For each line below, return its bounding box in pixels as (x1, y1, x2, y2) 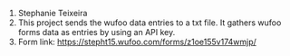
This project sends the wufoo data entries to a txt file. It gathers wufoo (17, 17, 282, 28)
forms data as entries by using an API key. (17, 27, 176, 37)
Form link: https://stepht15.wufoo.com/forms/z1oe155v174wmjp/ (17, 36, 256, 47)
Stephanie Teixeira (17, 8, 88, 18)
